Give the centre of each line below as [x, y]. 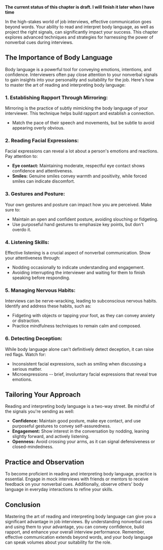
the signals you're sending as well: [40, 412]
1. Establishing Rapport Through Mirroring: [56, 97]
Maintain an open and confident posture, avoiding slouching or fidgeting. [85, 219]
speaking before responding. [41, 278]
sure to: [13, 209]
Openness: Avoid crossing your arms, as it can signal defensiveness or [83, 442]
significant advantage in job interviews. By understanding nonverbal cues [79, 522]
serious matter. [27, 369]
